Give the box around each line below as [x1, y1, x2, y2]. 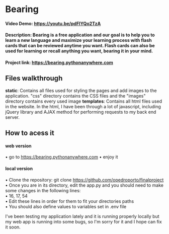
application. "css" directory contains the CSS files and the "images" [5, 93, 146, 99]
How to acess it [5, 129, 54, 137]
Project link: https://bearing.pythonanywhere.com [5, 59, 113, 65]
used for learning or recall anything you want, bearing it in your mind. [5, 48, 153, 54]
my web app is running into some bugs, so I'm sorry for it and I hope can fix [5, 218, 162, 224]
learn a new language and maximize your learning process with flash [5, 37, 152, 43]
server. [5, 114, 20, 120]
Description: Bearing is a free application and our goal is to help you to [5, 32, 155, 38]
